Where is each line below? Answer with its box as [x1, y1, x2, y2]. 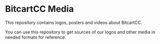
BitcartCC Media [5, 3, 74, 15]
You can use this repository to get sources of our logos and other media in [5, 29, 156, 35]
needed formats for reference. [5, 34, 66, 40]
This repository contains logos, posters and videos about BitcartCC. [5, 20, 142, 25]
